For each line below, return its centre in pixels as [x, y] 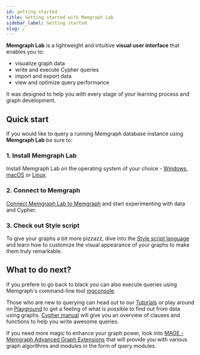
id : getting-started [32, 12]
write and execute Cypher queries [57, 70]
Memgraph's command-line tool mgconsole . [61, 290]
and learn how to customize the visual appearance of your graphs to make [98, 245]
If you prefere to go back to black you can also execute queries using [92, 284]
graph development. [31, 101]
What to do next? [39, 270]
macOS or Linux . [27, 175]
